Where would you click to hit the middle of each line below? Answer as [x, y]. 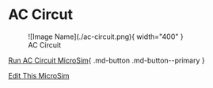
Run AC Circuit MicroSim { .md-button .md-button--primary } [106, 60]
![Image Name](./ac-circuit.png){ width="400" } [106, 36]
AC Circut [41, 15]
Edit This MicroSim [39, 75]
